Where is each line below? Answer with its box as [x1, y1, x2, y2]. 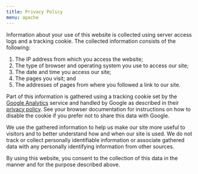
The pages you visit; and [14, 75, 76, 82]
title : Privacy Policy [6, 8, 63, 15]
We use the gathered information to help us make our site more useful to [6, 123, 185, 131]
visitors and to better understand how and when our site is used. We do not [6, 130, 193, 137]
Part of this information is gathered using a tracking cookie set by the [6, 93, 178, 100]
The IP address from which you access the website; [14, 55, 143, 63]
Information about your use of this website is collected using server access [6, 31, 192, 38]
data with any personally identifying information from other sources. [6, 143, 175, 150]
